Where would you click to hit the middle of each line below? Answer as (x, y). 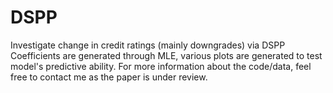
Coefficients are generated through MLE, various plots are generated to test (166, 55)
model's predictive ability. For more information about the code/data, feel (161, 66)
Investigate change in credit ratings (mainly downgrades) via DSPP (148, 45)
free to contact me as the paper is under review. (109, 77)
